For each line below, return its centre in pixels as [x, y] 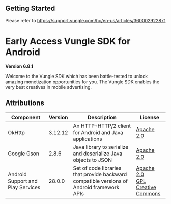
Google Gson [23, 154]
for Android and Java [98, 132]
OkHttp [17, 132]
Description [102, 117]
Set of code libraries [97, 168]
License [149, 117]
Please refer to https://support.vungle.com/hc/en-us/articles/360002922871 [85, 20]
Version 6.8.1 [19, 66]
